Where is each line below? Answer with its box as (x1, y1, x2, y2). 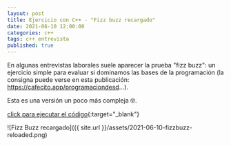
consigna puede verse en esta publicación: (7, 76, 130, 83)
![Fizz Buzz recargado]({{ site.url (7, 123, 101, 132)
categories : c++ (7, 29, 54, 36)
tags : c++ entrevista (7, 36, 70, 43)
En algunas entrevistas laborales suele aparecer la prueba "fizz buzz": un (7, 61, 216, 69)
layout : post (7, 10, 45, 17)
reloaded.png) (7, 131, 48, 138)
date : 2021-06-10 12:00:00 (7, 23, 85, 30)
